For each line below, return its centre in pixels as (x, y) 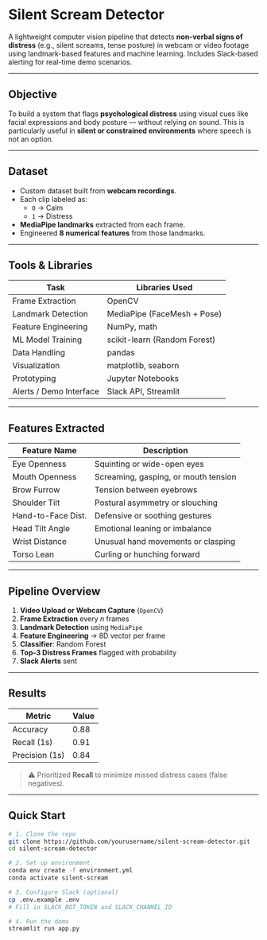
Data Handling (39, 353)
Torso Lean (33, 554)
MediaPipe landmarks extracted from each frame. (103, 224)
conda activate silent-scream (58, 878)
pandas (121, 353)
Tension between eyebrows (146, 490)
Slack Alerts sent (48, 661)
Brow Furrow (36, 490)
